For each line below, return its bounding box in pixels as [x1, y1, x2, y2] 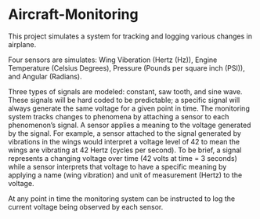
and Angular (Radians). [8, 71, 82, 81]
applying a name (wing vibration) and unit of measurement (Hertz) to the [8, 170, 243, 180]
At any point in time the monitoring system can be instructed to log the [8, 194, 236, 203]
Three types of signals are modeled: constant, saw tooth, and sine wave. [8, 86, 243, 96]
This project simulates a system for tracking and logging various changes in [8, 31, 253, 41]
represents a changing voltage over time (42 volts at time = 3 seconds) [8, 153, 237, 162]
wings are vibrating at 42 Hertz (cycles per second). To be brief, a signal [8, 145, 242, 155]
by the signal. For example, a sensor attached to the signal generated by [8, 128, 241, 138]
